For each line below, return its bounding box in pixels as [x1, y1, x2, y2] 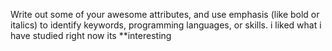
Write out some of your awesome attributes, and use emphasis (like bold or [10, 9, 320, 20]
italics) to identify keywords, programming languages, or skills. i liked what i [10, 19, 322, 31]
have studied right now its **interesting [10, 30, 172, 41]
